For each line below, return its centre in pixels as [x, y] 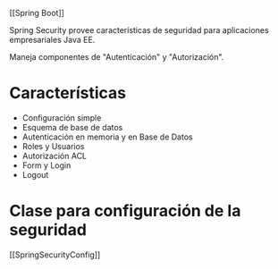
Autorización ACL [55, 156]
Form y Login [46, 165]
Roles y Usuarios [53, 146]
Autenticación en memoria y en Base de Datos [108, 137]
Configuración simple [62, 118]
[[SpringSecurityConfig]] [55, 255]
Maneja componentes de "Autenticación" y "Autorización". [117, 57]
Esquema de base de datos [72, 127]
